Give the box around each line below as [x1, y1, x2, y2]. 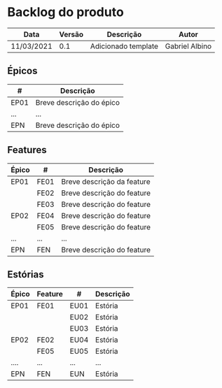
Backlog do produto [7, 4, 124, 20]
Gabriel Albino [165, 41, 212, 51]
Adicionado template [90, 41, 159, 51]
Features [7, 144, 47, 156]
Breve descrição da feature [61, 176, 151, 186]
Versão [59, 29, 84, 39]
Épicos [7, 65, 38, 77]
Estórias [7, 268, 44, 280]
